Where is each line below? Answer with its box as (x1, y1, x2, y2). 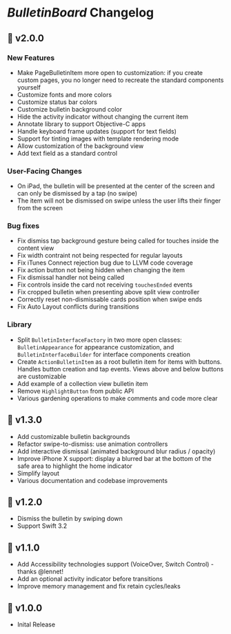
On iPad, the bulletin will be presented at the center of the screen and (17, 182, 215, 190)
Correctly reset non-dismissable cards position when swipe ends (17, 295, 202, 304)
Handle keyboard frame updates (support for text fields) (17, 127, 177, 135)
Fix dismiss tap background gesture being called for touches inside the (17, 236, 219, 245)
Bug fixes (7, 221, 40, 231)
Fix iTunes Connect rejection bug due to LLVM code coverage (17, 258, 193, 267)
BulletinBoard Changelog (7, 5, 154, 21)
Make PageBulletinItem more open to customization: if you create (17, 68, 203, 76)
